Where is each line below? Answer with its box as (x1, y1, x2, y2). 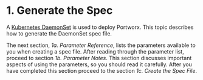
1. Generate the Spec (6, 4, 113, 17)
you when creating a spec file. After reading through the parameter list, (6, 48, 184, 55)
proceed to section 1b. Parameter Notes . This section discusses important (6, 54, 192, 61)
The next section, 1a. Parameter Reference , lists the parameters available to (6, 42, 196, 49)
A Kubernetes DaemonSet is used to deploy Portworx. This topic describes (6, 23, 194, 31)
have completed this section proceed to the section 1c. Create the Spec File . (6, 67, 198, 74)
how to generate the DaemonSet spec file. (6, 29, 112, 37)
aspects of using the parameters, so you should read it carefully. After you (6, 61, 193, 68)
